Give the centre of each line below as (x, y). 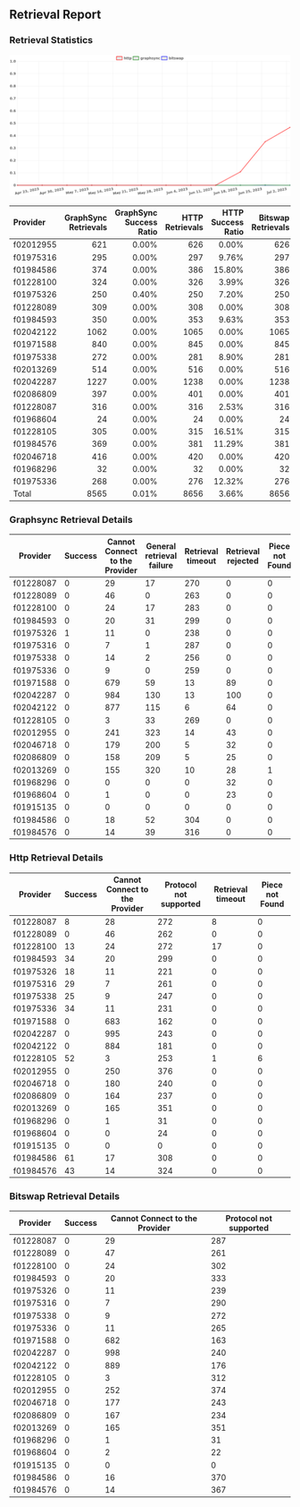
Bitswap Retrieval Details (65, 1196)
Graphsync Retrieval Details (71, 519)
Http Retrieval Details (56, 858)
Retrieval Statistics (51, 40)
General (161, 546)
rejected (243, 561)
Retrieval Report (55, 15)
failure (161, 565)
